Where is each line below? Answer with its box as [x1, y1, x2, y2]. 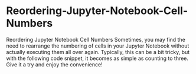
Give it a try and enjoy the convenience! [6, 60, 103, 68]
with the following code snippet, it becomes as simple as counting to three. [6, 55, 189, 62]
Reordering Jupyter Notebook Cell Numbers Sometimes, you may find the [6, 36, 186, 43]
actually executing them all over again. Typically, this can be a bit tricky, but [6, 48, 190, 55]
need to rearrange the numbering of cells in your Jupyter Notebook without [6, 42, 190, 49]
